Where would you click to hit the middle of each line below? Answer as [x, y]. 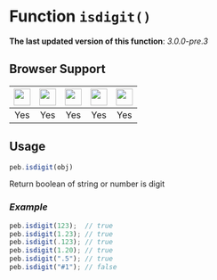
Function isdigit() [80, 16]
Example [28, 207]
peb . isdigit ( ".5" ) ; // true [61, 259]
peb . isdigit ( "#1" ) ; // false [63, 268]
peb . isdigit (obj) [41, 167]
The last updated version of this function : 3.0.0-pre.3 [109, 41]
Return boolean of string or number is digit [87, 184]
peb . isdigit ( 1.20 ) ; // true [61, 251]
